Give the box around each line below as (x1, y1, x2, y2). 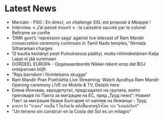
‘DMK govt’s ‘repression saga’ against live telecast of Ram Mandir (11, 35, 144, 41)
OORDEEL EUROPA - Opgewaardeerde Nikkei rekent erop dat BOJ (11, 61, 146, 67)
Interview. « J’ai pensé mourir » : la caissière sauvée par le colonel (11, 24, 146, 30)
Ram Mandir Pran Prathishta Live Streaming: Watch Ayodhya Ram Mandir (11, 77, 160, 83)
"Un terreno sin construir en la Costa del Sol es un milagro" (11, 108, 132, 114)
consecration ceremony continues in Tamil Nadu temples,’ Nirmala (11, 40, 146, 46)
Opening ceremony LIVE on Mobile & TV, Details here (11, 82, 120, 88)
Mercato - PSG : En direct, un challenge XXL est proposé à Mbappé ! (11, 19, 151, 25)
